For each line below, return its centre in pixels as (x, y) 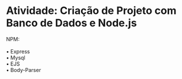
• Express (18, 51)
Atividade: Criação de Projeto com (91, 11)
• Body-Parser (23, 70)
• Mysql (16, 58)
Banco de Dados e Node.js (71, 23)
